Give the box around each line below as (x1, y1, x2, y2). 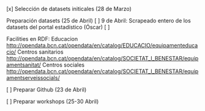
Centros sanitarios (17, 48, 64, 56)
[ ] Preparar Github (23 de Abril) (6, 86, 87, 93)
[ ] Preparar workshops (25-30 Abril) (6, 98, 99, 105)
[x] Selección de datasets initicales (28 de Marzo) (6, 5, 132, 12)
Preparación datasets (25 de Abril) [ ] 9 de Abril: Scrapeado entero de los (6, 17, 191, 24)
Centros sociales (42, 61, 84, 68)
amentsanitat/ (6, 61, 42, 68)
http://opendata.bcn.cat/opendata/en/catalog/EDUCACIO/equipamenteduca (6, 42, 198, 49)
